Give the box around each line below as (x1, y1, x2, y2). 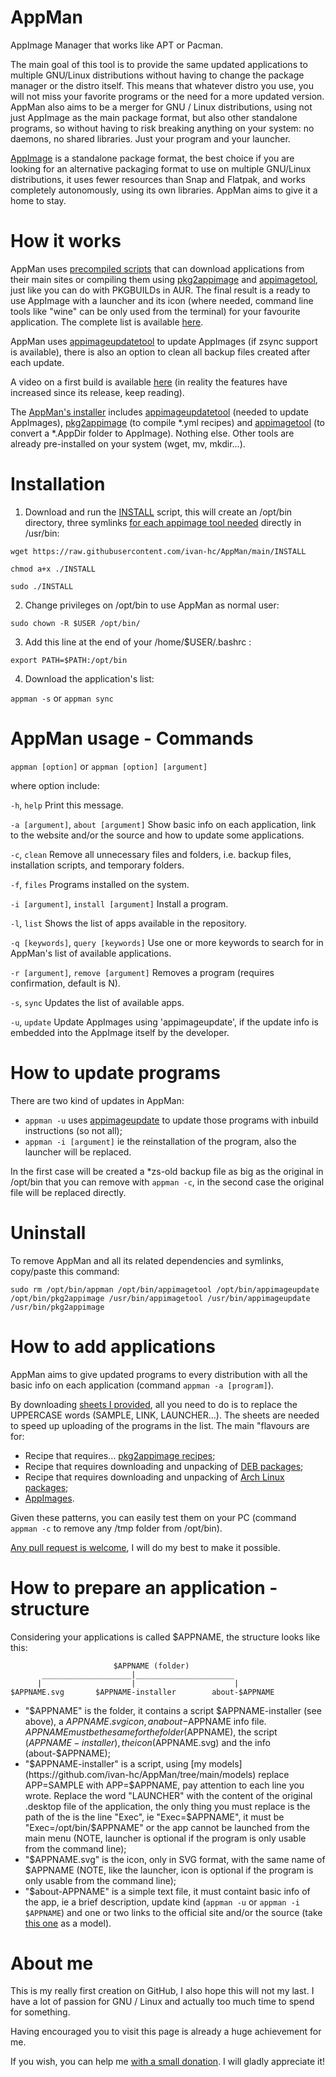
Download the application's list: (24, 672, 155, 685)
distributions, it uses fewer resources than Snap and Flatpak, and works (10, 173, 307, 185)
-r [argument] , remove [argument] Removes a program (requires (10, 966, 275, 978)
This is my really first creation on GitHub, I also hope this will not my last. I (10, 1985, 315, 1997)
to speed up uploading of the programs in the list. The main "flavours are (10, 1419, 310, 1431)
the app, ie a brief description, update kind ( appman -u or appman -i (24, 1896, 300, 1908)
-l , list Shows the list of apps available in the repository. (10, 917, 247, 929)
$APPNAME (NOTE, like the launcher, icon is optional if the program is (24, 1864, 314, 1876)
